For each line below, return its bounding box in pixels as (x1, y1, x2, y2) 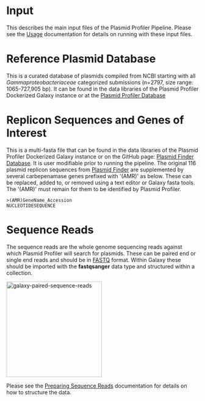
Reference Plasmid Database (6, 52, 156, 66)
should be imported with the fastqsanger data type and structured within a (6, 263, 195, 270)
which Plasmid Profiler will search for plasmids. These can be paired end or (6, 249, 196, 257)
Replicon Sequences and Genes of (6, 113, 184, 127)
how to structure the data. (6, 388, 72, 395)
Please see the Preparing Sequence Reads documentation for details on (6, 382, 187, 389)
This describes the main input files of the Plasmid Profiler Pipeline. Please (6, 24, 192, 31)
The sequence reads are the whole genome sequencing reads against (6, 243, 182, 250)
